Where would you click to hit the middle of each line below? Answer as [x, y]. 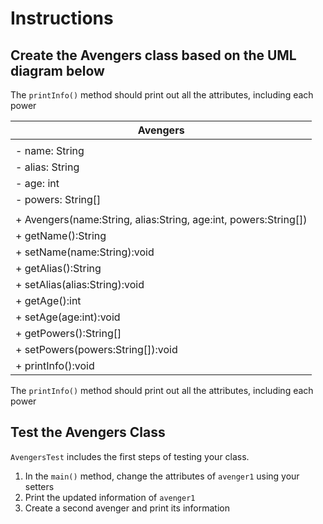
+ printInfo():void [55, 365]
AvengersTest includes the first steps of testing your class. [130, 456]
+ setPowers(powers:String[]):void [96, 349]
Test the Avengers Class [88, 432]
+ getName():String [61, 235]
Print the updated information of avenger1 [110, 497]
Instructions [62, 18]
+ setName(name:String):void [85, 252]
